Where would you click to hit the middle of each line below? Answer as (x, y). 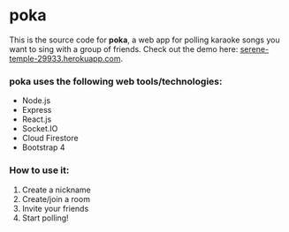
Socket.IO (40, 129)
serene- (255, 49)
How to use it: (39, 170)
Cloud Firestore (50, 138)
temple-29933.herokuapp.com (65, 58)
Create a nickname (56, 190)
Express (37, 110)
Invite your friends (55, 208)
